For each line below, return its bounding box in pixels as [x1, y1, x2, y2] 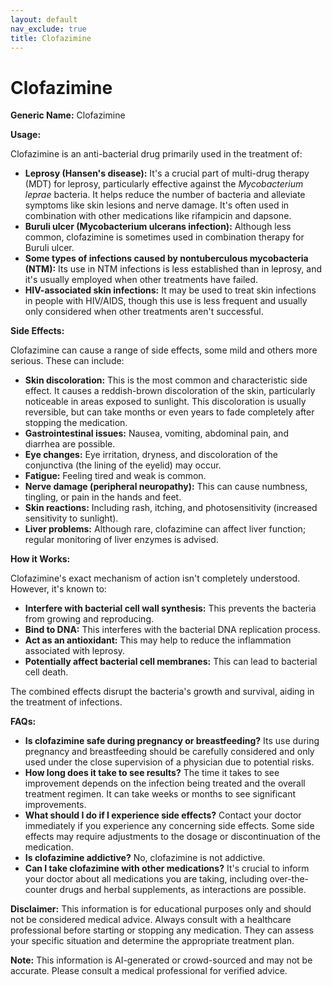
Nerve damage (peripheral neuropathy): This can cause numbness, [24, 481, 308, 493]
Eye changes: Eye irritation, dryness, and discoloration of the [24, 449, 279, 461]
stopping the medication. [24, 417, 128, 429]
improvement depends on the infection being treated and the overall [24, 777, 306, 790]
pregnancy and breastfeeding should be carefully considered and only [24, 746, 315, 758]
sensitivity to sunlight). [24, 512, 119, 525]
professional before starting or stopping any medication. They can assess [10, 924, 314, 936]
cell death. [24, 666, 69, 678]
